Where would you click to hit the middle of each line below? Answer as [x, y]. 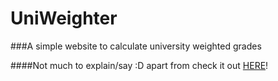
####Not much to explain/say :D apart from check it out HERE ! [139, 65]
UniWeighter [64, 18]
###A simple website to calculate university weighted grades [136, 46]
